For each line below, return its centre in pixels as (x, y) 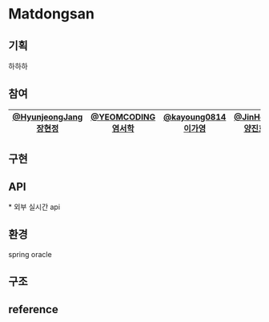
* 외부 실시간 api (34, 207)
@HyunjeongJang (48, 117)
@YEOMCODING (123, 117)
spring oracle (30, 254)
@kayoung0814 (195, 117)
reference (33, 309)
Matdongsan (51, 14)
